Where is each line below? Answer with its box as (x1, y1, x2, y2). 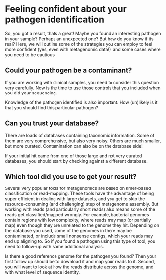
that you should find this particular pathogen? (5, 104, 98, 110)
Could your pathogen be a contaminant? (5, 66, 132, 75)
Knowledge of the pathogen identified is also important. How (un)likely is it (5, 99, 158, 105)
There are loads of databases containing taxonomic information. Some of (5, 132, 155, 138)
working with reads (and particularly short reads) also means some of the (5, 206, 155, 212)
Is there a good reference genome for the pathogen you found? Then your (5, 253, 157, 259)
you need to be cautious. (5, 51, 56, 58)
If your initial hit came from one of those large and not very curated (5, 153, 142, 159)
